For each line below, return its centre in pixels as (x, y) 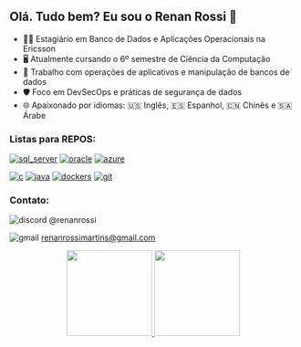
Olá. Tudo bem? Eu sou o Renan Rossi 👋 (123, 17)
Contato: (30, 200)
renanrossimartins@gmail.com (98, 237)
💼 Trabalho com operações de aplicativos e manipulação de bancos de (156, 72)
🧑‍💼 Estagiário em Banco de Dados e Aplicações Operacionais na (144, 38)
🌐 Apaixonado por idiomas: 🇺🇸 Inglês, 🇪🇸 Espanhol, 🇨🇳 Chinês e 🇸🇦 (157, 105)
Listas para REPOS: (53, 139)
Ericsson (39, 48)
